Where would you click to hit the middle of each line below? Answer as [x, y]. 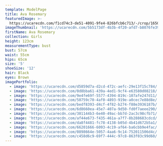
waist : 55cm [17, 55]
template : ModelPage [26, 9]
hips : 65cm [16, 59]
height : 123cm [19, 41]
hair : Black [17, 73]
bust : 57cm [16, 50]
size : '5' [15, 64]
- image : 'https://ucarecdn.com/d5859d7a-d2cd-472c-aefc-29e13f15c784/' [84, 86]
